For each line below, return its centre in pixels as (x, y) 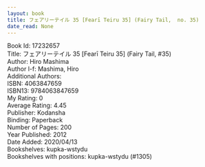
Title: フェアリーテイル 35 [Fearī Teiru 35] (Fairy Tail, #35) (89, 54)
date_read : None (30, 26)
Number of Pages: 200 (40, 127)
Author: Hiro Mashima (38, 62)
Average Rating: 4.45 (37, 105)
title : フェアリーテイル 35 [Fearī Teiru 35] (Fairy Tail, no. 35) (103, 20)
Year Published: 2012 (37, 135)
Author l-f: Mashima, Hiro (43, 69)
